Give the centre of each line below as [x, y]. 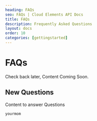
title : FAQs [17, 19]
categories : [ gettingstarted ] [37, 38]
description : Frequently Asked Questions [49, 24]
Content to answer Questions [35, 104]
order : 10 [15, 33]
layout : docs [19, 29]
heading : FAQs [20, 10]
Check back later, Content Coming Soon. [47, 76]
